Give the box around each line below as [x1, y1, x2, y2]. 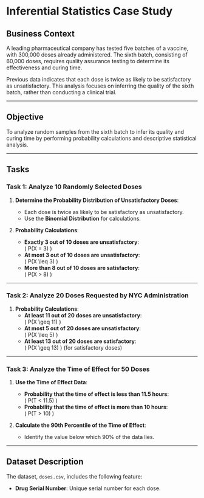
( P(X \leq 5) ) [24, 331, 58, 338]
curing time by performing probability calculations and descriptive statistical [6, 134, 197, 142]
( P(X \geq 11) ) [24, 318, 62, 325]
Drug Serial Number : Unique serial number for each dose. [15, 485, 161, 492]
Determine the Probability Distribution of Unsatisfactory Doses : [15, 196, 179, 204]
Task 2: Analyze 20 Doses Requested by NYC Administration [6, 291, 189, 300]
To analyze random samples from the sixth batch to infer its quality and [6, 128, 184, 135]
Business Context [6, 29, 75, 39]
